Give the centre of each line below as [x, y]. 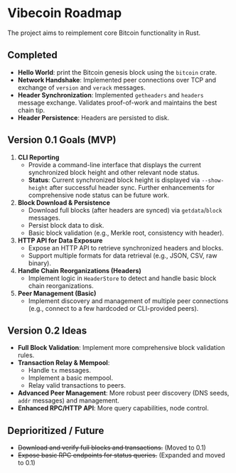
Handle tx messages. [59, 371]
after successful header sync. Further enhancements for [132, 187]
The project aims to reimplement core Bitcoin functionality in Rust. [104, 33]
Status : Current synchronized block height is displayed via [114, 180]
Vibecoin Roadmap [65, 13]
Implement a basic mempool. [71, 378]
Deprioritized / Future [56, 431]
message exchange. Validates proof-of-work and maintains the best [117, 102]
